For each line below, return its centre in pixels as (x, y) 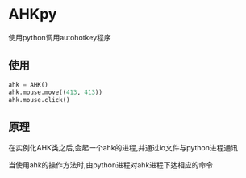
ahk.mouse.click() (39, 100)
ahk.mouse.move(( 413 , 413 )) (56, 92)
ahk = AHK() (28, 85)
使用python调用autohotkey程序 (60, 37)
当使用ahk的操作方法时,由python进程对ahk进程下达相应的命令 (111, 165)
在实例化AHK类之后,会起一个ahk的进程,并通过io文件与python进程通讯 (123, 148)
